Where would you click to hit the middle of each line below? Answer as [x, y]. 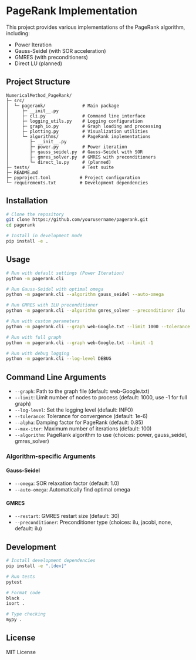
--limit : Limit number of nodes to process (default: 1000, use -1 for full [101, 398]
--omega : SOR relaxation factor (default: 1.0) [67, 483]
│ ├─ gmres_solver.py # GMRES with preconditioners [81, 157]
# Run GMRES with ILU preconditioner [52, 305]
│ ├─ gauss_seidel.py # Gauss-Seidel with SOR [75, 152]
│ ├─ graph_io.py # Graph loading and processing [84, 126]
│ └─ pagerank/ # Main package [62, 106]
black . [16, 598]
